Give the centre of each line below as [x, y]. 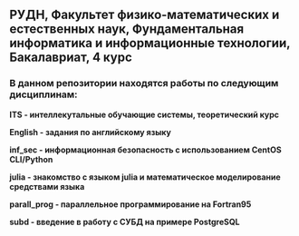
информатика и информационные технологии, [150, 43]
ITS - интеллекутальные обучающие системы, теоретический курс [144, 114]
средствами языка [47, 186]
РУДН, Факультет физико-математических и [145, 15]
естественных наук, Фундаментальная [127, 29]
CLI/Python [31, 159]
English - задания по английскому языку [91, 132]
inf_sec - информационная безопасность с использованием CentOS [146, 150]
